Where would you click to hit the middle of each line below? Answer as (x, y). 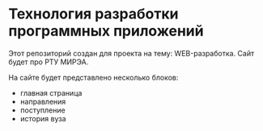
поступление (43, 110)
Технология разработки (93, 14)
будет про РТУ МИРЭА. (49, 62)
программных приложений (106, 31)
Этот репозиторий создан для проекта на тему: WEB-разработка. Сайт (131, 53)
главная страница (51, 92)
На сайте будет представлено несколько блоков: (93, 77)
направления (43, 101)
